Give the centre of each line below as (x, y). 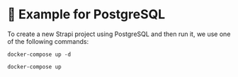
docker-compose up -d (39, 54)
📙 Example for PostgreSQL (86, 14)
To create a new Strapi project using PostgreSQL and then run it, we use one (119, 34)
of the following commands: (48, 41)
